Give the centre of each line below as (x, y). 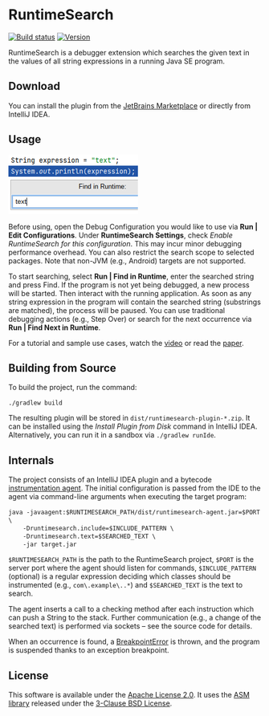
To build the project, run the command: (73, 388)
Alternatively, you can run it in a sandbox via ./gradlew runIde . (112, 435)
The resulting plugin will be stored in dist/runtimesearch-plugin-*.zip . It (129, 418)
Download (34, 86)
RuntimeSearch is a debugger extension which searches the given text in (129, 52)
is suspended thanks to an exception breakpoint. (89, 650)
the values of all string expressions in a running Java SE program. (117, 61)
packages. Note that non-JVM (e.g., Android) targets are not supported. (127, 260)
